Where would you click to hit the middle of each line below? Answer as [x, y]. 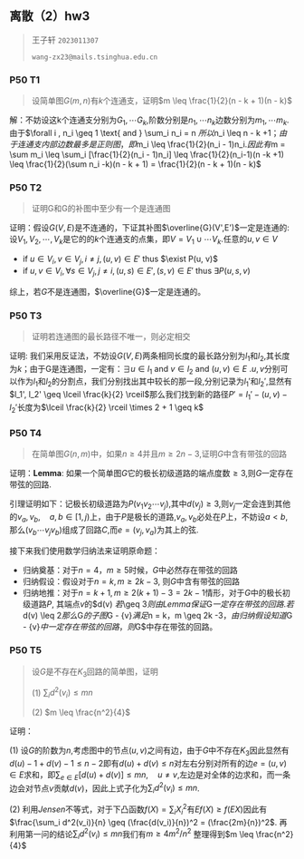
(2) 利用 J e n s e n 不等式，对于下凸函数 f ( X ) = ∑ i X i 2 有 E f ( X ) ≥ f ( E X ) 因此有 [138, 809]
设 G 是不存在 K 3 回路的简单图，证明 [95, 672]
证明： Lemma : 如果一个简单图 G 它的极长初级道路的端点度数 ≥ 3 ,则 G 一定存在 [152, 473]
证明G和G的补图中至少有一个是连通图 [101, 209]
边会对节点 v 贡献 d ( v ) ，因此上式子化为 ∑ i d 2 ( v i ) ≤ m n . [105, 788]
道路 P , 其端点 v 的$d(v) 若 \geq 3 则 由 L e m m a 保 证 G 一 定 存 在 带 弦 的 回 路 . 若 [162, 604]
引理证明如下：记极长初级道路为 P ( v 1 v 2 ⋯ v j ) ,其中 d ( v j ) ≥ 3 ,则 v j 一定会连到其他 [150, 504]
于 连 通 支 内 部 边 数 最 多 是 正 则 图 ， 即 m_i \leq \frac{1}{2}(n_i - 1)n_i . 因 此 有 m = [147, 144]
